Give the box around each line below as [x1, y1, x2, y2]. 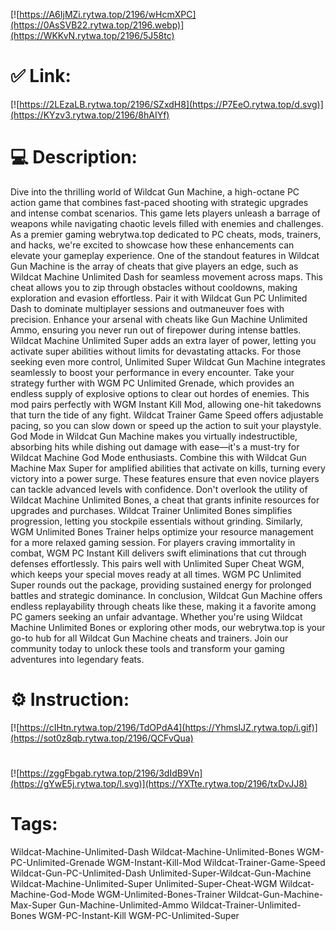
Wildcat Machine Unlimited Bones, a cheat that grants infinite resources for [10, 494, 320, 506]
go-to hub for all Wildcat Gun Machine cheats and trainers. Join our [10, 632, 289, 644]
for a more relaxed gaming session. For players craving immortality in [10, 536, 296, 548]
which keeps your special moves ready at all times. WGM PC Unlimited [10, 568, 302, 580]
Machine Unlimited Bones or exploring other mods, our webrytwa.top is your [10, 621, 326, 633]
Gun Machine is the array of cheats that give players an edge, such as [10, 260, 299, 272]
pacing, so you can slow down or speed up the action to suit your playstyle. [10, 419, 322, 431]
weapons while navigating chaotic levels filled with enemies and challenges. [10, 217, 324, 229]
